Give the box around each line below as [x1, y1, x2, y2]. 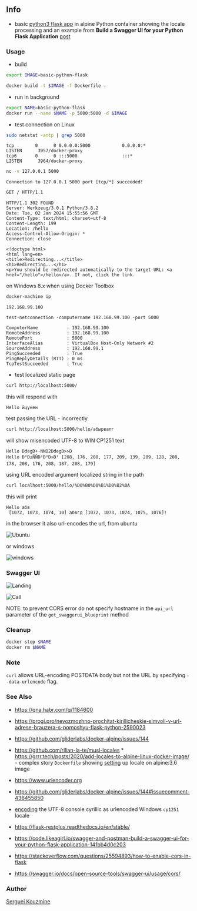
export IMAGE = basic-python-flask [6, 72, 88, 78]
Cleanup [6, 625, 31, 634]
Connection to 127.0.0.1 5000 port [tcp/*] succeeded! [6, 179, 143, 185]
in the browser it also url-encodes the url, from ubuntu [6, 520, 138, 527]
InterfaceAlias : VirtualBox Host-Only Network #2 [6, 340, 154, 346]
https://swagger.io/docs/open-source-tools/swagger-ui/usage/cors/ [14, 870, 181, 877]
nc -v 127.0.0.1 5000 [6, 169, 59, 175]
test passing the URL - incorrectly [6, 414, 88, 422]
